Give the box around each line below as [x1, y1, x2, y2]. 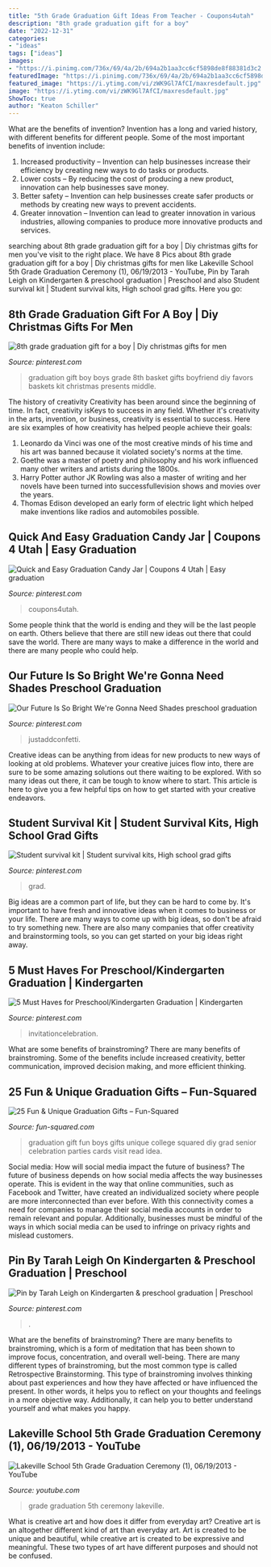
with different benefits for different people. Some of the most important [8, 132, 245, 142]
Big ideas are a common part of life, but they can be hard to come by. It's [8, 897, 252, 907]
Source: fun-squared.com [8, 1122, 95, 1131]
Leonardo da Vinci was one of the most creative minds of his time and [19, 438, 253, 448]
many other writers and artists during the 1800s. [19, 463, 180, 473]
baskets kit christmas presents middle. [27, 381, 156, 391]
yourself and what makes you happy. [8, 1403, 131, 1413]
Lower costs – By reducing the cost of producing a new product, [19, 174, 234, 184]
